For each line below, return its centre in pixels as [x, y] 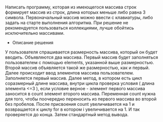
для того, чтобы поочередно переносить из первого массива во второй [81, 99]
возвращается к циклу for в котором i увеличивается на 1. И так [73, 109]
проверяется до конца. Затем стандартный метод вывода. [67, 114]
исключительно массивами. [35, 33]
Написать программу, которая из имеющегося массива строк [71, 7]
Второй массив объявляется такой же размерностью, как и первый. [78, 68]
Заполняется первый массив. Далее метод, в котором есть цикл [74, 78]
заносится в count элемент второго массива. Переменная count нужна [81, 94]
